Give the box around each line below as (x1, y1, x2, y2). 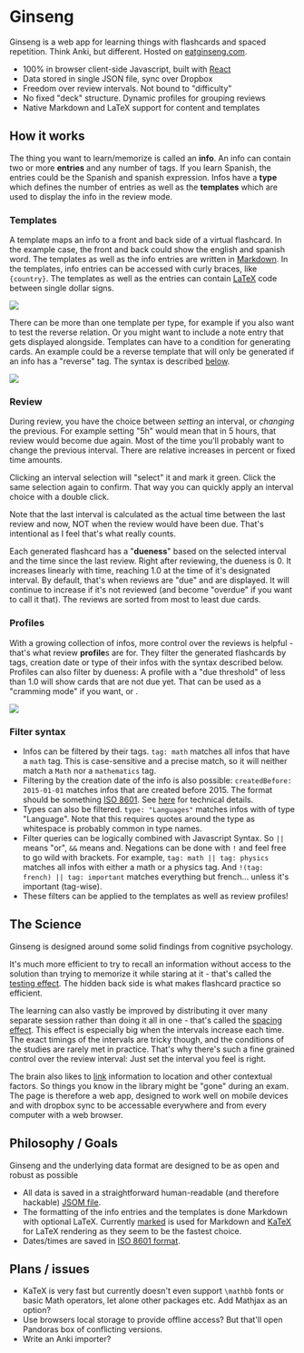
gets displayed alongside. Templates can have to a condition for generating (9, 337, 290, 348)
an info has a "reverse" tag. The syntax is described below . (9, 356, 230, 367)
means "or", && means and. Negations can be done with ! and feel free (22, 842, 287, 853)
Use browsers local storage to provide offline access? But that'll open (22, 1314, 283, 1326)
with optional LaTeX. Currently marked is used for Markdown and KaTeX (22, 1216, 292, 1227)
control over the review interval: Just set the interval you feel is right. (9, 1053, 266, 1064)
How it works (9, 129, 85, 144)
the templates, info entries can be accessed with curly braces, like (9, 263, 258, 274)
